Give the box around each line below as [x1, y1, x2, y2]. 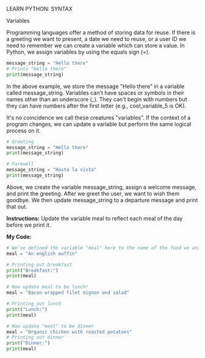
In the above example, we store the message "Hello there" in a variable [6, 82, 185, 90]
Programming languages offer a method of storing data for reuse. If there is [6, 29, 196, 36]
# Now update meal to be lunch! [6, 284, 88, 290]
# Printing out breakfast [6, 261, 72, 268]
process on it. [6, 126, 41, 134]
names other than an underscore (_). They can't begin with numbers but [6, 95, 187, 103]
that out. [6, 203, 27, 210]
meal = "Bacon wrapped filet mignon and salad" [6, 290, 130, 296]
